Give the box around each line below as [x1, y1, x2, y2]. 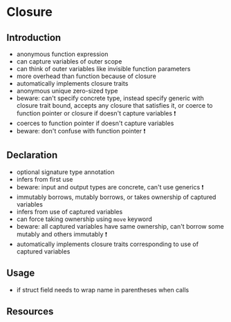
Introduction [6, 32, 62, 44]
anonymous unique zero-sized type [16, 87, 118, 95]
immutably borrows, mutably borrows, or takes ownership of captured [16, 193, 216, 201]
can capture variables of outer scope [16, 57, 122, 66]
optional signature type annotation [16, 167, 115, 176]
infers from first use [16, 175, 73, 183]
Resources [6, 305, 54, 318]
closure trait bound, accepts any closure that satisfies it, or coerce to [16, 102, 213, 109]
